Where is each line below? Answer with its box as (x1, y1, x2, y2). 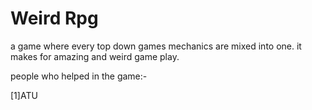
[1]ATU (10, 89, 38, 101)
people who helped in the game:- (10, 70, 148, 82)
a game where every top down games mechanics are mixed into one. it (10, 40, 302, 52)
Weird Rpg (10, 7, 99, 30)
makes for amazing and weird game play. (10, 50, 180, 62)
